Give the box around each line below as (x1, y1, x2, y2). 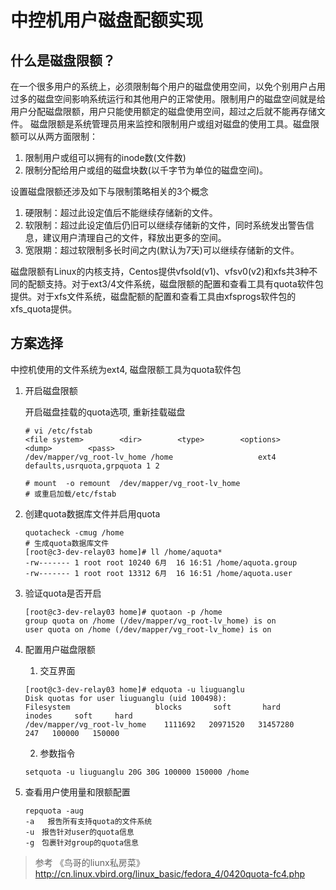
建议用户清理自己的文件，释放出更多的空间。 (42, 232, 227, 243)
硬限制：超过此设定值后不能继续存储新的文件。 (24, 207, 218, 218)
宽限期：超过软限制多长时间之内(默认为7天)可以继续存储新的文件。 (24, 244, 300, 256)
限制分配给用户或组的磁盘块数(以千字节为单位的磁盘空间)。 (24, 164, 269, 176)
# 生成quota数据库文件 (24, 538, 110, 548)
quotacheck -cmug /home (24, 527, 125, 538)
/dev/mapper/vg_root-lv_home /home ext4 (24, 452, 277, 462)
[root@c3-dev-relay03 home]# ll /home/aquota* (24, 547, 223, 557)
